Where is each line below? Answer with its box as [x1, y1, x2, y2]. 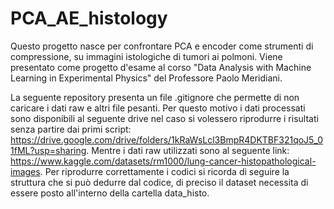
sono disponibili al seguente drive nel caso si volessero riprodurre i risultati [10, 112, 319, 124]
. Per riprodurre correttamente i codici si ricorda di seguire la [39, 165, 290, 177]
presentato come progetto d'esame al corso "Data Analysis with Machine [10, 61, 312, 73]
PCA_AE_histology [10, 7, 168, 30]
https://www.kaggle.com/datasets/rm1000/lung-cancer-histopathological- [10, 155, 317, 167]
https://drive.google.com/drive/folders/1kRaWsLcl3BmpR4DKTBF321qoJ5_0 [10, 133, 323, 146]
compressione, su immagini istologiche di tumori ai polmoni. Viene [10, 50, 283, 62]
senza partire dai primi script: [10, 123, 132, 135]
